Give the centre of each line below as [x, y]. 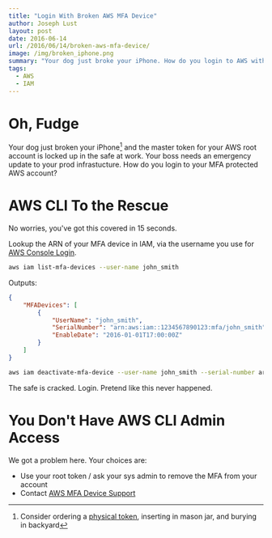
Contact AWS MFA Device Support [78, 493]
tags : [17, 69]
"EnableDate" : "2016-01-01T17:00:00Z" [117, 335]
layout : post [30, 31]
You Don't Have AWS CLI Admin [117, 420]
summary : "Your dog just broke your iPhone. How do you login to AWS [128, 61]
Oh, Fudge [44, 123]
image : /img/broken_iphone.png [61, 53]
